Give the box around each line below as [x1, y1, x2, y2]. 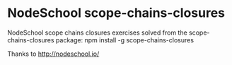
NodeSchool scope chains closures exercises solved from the [7, 28, 187, 37]
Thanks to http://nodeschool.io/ [7, 49, 100, 58]
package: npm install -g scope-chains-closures [55, 35, 195, 44]
